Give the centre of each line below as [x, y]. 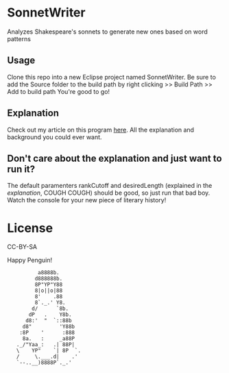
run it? [21, 169]
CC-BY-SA [22, 247]
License [30, 228]
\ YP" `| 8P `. [48, 351]
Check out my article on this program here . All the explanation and [100, 130]
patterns [19, 38]
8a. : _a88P [49, 339]
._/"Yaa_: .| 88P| [46, 345]
